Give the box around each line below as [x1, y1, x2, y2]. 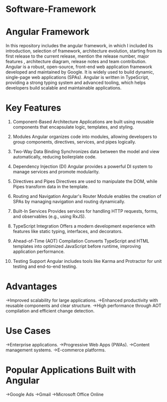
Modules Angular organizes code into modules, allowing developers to [12, 134, 157, 140]
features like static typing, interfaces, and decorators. [12, 229, 123, 235]
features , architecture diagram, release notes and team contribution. [5, 59, 147, 65]
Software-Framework [5, 3, 96, 15]
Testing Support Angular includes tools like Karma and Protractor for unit [12, 258, 162, 264]
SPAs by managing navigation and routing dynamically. [12, 199, 126, 205]
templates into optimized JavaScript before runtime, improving [12, 243, 141, 249]
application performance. [12, 248, 65, 254]
